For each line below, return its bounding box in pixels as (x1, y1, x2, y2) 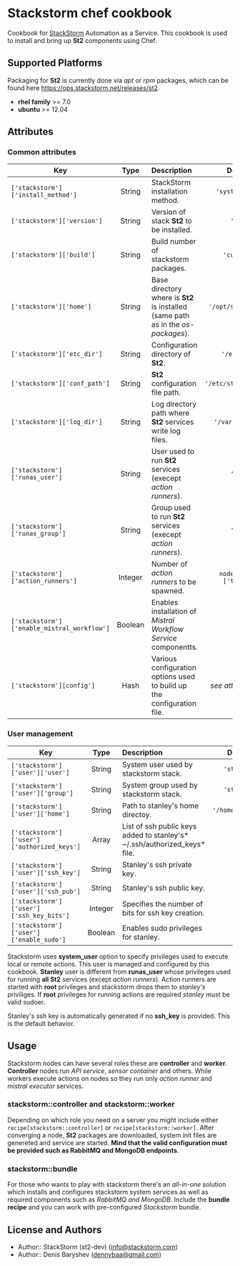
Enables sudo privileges (121, 923, 202, 933)
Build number (151, 237, 196, 247)
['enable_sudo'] (11, 935, 66, 944)
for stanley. (121, 931, 160, 941)
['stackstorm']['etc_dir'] (11, 350, 103, 358)
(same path (151, 311, 190, 321)
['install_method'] (11, 191, 77, 199)
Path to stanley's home (121, 801, 199, 811)
